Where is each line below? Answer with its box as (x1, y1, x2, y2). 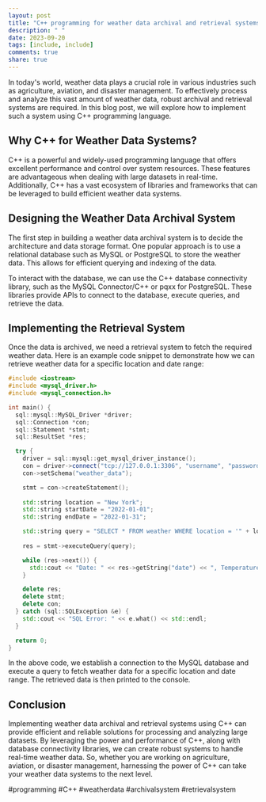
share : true (8, 56, 47, 64)
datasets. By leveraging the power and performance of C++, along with (8, 735, 241, 745)
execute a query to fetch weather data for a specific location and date (8, 667, 236, 676)
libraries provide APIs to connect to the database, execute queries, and (8, 290, 240, 299)
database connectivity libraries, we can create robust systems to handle (8, 744, 244, 754)
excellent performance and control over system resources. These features (8, 163, 251, 173)
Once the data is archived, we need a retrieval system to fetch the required (8, 342, 253, 352)
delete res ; (22, 585, 62, 594)
